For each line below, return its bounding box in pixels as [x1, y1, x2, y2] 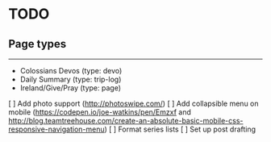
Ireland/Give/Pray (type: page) [19, 83, 122, 93]
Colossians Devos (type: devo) [19, 66, 123, 75]
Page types [8, 37, 67, 51]
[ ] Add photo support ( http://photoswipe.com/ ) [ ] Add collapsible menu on [8, 98, 260, 108]
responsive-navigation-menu [8, 124, 105, 134]
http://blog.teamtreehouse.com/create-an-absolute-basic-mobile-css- [8, 116, 244, 125]
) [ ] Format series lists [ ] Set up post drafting [104, 124, 256, 134]
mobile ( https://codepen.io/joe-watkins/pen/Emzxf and [8, 107, 192, 117]
